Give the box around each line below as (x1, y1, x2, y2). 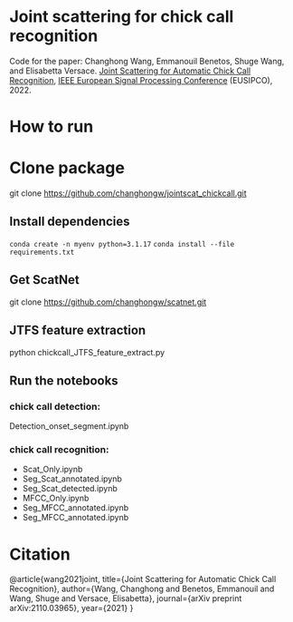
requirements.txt (9, 248, 75, 257)
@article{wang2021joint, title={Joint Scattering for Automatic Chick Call (9, 574, 277, 585)
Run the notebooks (9, 373, 119, 388)
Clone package (9, 158, 125, 179)
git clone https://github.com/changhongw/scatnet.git (9, 296, 207, 307)
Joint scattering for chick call (9, 6, 234, 27)
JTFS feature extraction (9, 323, 146, 338)
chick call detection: (9, 400, 101, 413)
